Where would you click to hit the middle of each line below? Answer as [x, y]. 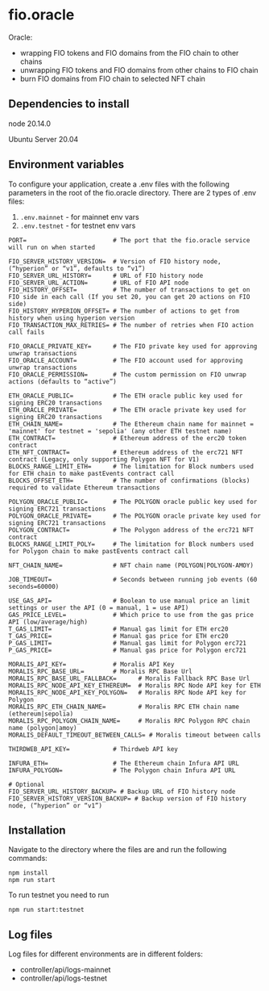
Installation [37, 830]
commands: [28, 859]
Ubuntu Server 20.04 [43, 139]
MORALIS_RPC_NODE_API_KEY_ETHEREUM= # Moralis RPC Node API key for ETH [135, 685]
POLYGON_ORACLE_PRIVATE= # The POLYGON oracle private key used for [135, 516]
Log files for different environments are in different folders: [106, 954]
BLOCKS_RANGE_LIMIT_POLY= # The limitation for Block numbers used [131, 544]
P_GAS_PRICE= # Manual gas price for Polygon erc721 [128, 650]
